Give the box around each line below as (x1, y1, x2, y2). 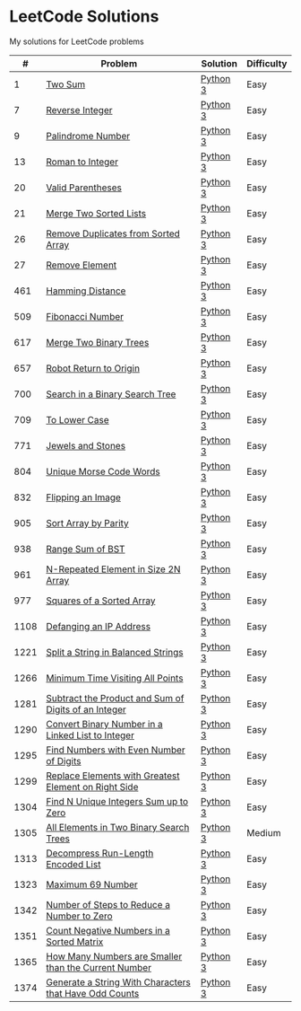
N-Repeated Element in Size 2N (46, 563, 181, 576)
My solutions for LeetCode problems (9, 36, 145, 47)
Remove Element (46, 259, 117, 271)
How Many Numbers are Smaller (46, 950, 183, 963)
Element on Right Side (46, 780, 139, 793)
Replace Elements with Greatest (46, 769, 180, 782)
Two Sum (46, 78, 86, 91)
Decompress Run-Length (46, 847, 154, 859)
